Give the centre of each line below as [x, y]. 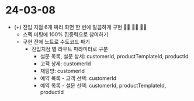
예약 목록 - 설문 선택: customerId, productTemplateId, [103, 85]
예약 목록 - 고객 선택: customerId [78, 78]
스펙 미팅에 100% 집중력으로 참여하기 [65, 34]
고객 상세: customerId [65, 63]
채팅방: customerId [63, 71]
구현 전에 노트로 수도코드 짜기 [56, 41]
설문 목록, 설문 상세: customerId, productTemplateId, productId [114, 56]
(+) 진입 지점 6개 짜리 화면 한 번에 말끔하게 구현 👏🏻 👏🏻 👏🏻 [80, 27]
